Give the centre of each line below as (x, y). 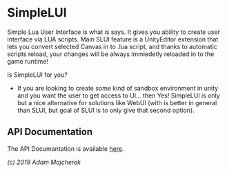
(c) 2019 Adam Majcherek (44, 162)
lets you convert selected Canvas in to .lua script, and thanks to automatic (112, 46)
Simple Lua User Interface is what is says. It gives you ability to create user (114, 32)
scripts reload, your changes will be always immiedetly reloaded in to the (111, 54)
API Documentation (50, 132)
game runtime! (28, 61)
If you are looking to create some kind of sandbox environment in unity (118, 88)
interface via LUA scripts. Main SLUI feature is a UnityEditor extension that (113, 39)
